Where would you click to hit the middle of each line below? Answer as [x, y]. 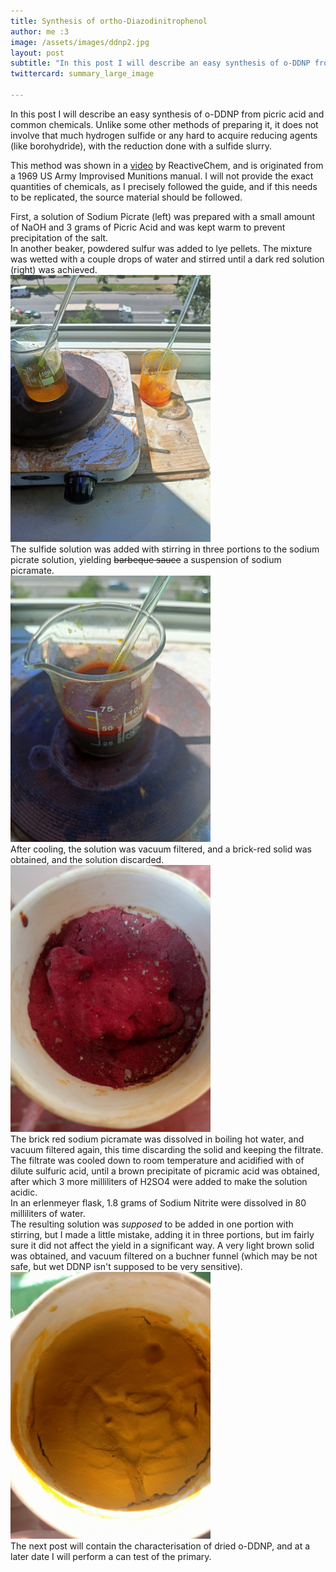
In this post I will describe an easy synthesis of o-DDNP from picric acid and [167, 114]
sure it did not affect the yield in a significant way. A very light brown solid [162, 1245]
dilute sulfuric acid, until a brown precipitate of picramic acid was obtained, [165, 1171]
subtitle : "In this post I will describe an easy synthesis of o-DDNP [160, 63]
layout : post [37, 53]
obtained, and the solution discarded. [87, 860]
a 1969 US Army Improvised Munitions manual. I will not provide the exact [162, 176]
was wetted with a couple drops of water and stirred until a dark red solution [167, 259]
